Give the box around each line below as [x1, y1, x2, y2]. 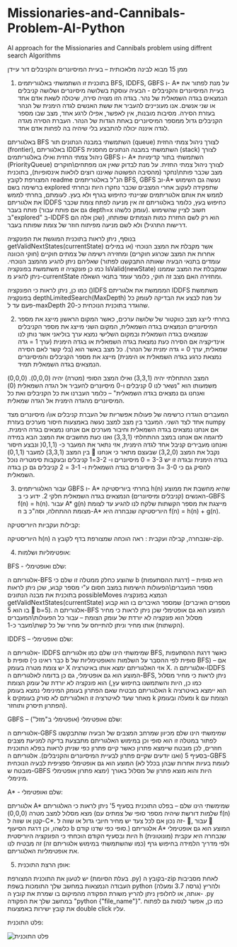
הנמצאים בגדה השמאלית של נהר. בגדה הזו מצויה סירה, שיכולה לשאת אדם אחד [17, 94, 228, 102]
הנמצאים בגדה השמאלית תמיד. [17, 360, 101, 368]
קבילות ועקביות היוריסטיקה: [7, 520, 81, 529]
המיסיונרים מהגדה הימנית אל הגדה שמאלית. [7, 396, 125, 405]
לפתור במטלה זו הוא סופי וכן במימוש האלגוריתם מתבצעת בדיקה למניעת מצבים [7, 736, 217, 745]
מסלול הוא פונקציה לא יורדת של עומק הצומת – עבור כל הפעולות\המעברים [7, 613, 203, 622]
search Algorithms [7, 51, 62, 60]
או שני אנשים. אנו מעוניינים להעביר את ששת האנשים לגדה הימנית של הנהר [17, 101, 216, 109]
